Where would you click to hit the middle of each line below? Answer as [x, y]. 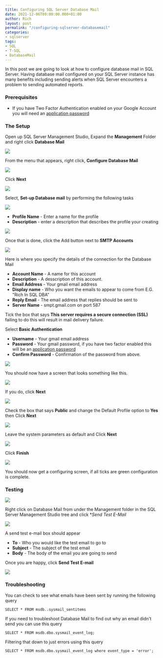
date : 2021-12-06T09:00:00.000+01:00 [43, 14]
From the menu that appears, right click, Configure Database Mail [71, 160]
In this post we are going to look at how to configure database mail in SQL [79, 69]
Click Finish [17, 453]
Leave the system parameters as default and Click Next [61, 434]
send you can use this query [34, 624]
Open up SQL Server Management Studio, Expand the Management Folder [81, 136]
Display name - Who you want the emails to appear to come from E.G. [83, 289]
